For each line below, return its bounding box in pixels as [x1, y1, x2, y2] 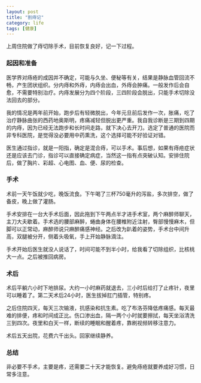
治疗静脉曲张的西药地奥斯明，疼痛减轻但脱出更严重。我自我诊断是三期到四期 [6, 116, 195, 123]
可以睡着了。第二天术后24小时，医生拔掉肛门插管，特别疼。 [6, 291, 154, 299]
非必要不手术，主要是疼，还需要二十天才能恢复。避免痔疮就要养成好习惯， [6, 363, 190, 370]
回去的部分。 [11, 96, 43, 104]
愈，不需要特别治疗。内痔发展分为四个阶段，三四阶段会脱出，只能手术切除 [6, 89, 190, 96]
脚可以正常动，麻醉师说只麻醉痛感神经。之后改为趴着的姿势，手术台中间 [6, 225, 184, 232]
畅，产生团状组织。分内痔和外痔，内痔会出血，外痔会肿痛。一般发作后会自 [6, 81, 190, 89]
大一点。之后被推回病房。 [6, 253, 69, 260]
